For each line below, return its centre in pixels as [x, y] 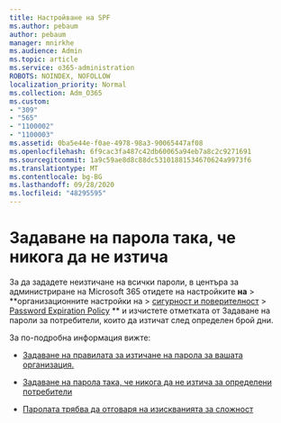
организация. [48, 364]
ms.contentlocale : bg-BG [56, 176]
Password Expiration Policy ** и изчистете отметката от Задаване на [140, 310]
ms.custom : [30, 101]
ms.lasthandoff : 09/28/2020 [62, 185]
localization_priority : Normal [68, 85]
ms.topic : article [44, 59]
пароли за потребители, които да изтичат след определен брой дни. [141, 319]
